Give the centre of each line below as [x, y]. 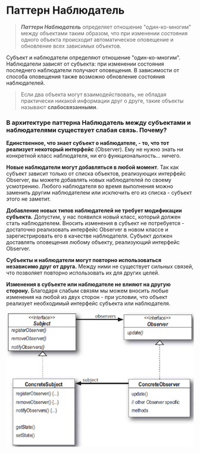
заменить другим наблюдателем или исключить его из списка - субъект [99, 193]
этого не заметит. [29, 199]
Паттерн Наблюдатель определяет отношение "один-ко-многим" [106, 27]
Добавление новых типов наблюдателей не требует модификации [94, 211]
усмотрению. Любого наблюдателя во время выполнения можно [90, 186]
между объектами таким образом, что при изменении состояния [104, 33]
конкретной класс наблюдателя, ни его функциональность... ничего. [94, 156]
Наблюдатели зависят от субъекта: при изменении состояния [85, 64]
